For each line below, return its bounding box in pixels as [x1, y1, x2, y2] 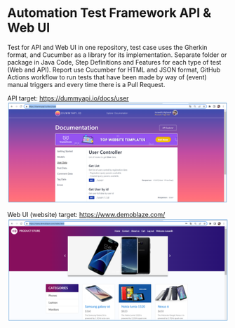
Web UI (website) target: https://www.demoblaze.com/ [7, 211, 166, 219]
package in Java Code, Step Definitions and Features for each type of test [7, 58, 222, 66]
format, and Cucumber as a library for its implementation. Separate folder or [7, 51, 227, 59]
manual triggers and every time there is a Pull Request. [7, 80, 166, 88]
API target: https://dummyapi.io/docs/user [7, 93, 129, 103]
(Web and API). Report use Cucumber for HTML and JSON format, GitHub [7, 65, 221, 74]
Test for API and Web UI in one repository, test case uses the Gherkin [7, 43, 208, 51]
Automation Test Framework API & [7, 5, 212, 21]
